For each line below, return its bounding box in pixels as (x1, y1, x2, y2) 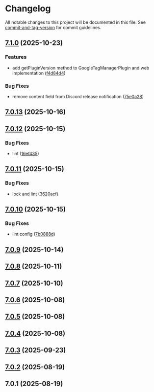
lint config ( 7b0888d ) (12, 231, 55, 237)
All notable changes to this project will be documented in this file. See (5, 19, 146, 25)
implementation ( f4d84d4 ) (12, 70, 66, 76)
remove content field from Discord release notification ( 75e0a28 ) (12, 93, 144, 99)
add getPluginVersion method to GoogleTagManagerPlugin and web (12, 65, 150, 71)
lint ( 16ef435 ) (12, 151, 39, 156)
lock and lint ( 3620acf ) (12, 191, 59, 197)
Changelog (5, 3, 51, 14)
